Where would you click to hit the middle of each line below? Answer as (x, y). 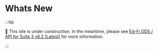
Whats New (29, 9)
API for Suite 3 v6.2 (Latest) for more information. (54, 36)
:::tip (9, 22)
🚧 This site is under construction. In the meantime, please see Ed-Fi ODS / (79, 31)
